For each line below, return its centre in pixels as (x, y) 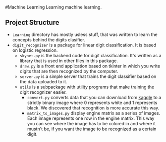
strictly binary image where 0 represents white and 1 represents (92, 103)
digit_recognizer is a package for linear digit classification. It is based (84, 45)
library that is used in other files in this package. (69, 61)
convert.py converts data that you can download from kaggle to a (94, 97)
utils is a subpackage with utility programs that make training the (87, 87)
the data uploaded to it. (44, 81)
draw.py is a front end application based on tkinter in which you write (90, 66)
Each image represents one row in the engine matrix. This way (91, 118)
